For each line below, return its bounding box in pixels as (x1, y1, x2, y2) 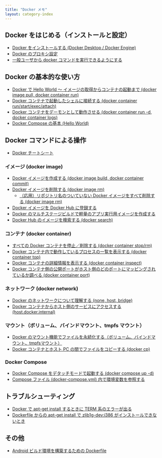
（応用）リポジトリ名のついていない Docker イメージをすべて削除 (19, 193, 151, 199)
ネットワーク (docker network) (5, 285, 79, 292)
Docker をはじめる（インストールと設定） (5, 31, 131, 39)
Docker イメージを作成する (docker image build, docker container (12, 175, 144, 181)
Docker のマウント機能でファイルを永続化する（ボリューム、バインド (12, 334, 152, 340)
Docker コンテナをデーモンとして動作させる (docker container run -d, (12, 109, 152, 115)
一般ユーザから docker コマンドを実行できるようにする (12, 57, 123, 63)
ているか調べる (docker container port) (12, 272, 90, 278)
